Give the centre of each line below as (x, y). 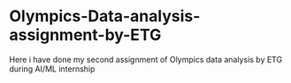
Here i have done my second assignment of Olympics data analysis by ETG (146, 59)
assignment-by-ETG (85, 35)
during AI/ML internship (52, 69)
